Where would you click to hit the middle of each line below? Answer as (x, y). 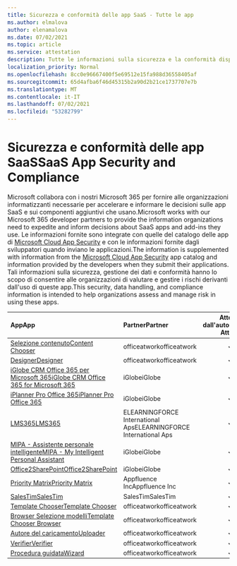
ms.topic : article (34, 45)
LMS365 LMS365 (36, 423)
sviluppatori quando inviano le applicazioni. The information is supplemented (118, 249)
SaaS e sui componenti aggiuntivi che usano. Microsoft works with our (109, 212)
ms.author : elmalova (38, 22)
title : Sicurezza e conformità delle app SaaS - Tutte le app (101, 15)
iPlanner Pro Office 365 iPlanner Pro (62, 395)
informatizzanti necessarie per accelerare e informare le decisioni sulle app (117, 204)
